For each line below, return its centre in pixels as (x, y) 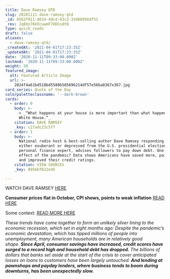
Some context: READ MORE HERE (40, 213)
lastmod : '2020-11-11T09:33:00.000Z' (45, 62)
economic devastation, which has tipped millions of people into (71, 234)
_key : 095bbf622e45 (35, 170)
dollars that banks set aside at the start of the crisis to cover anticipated (81, 255)
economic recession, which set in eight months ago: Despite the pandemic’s (85, 228)
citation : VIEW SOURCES (39, 164)
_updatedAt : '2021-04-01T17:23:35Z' (44, 52)
